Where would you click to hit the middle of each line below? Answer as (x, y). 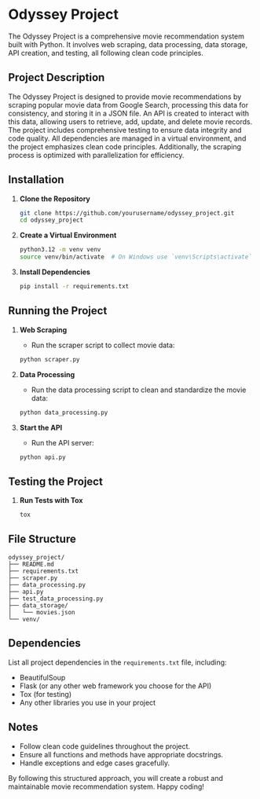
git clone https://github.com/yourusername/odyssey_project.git (127, 213)
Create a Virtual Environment (68, 235)
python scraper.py (49, 359)
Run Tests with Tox (51, 500)
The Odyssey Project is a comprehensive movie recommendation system (126, 36)
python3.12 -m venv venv (60, 250)
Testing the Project (56, 481)
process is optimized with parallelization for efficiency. (96, 155)
